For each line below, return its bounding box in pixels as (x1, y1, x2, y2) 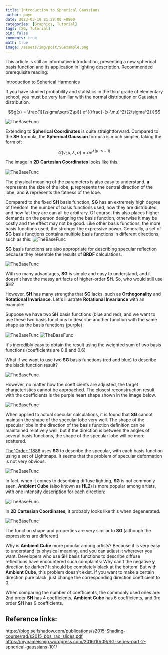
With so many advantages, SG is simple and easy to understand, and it (5, 271, 151, 277)
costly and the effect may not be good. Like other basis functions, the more (5, 220, 161, 226)
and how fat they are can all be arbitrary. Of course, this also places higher (5, 210, 159, 216)
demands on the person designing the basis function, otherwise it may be (5, 215, 157, 221)
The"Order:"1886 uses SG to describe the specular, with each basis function (5, 448, 163, 454)
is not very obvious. (5, 458, 46, 464)
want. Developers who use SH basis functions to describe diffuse (5, 553, 140, 559)
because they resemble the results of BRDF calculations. (5, 251, 122, 257)
